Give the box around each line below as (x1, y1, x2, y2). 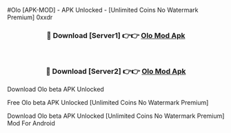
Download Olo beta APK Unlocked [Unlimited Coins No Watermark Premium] (7, 112, 225, 120)
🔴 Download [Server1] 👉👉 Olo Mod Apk (46, 30, 185, 40)
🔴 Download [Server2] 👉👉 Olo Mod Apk (46, 67, 186, 76)
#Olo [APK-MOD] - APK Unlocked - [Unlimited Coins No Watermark (7, 6, 199, 14)
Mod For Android (7, 119, 55, 127)
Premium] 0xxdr (7, 13, 53, 21)
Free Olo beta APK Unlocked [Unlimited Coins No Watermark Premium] (7, 98, 209, 106)
